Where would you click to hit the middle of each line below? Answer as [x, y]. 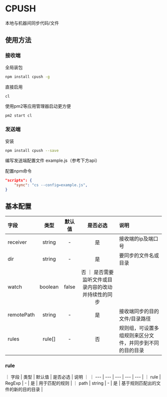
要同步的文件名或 [139, 255]
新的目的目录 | [28, 390]
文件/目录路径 [135, 319]
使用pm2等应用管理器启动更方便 [38, 106]
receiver [17, 242]
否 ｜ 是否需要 [98, 272]
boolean [49, 287]
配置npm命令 [19, 171]
